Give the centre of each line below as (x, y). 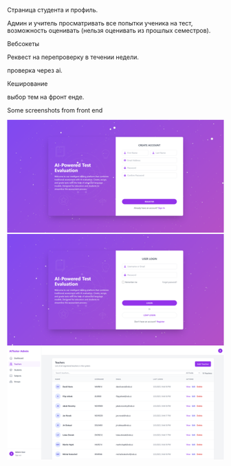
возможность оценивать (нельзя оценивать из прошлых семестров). (109, 31)
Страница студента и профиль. (53, 10)
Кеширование (27, 84)
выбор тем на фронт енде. (46, 97)
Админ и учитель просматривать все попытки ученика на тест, (100, 23)
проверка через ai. (35, 70)
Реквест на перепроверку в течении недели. (73, 57)
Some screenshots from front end (55, 110)
